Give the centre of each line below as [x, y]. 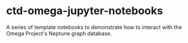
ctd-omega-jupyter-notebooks [85, 11]
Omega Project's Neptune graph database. [59, 33]
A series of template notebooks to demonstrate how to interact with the [94, 27]
